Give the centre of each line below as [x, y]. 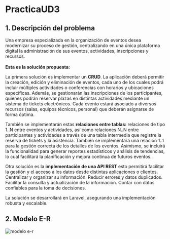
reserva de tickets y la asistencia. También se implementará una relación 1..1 [84, 141]
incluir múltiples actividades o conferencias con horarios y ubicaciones [79, 88]
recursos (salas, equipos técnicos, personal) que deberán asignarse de [80, 109]
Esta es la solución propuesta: [38, 67]
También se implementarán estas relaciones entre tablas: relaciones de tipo [85, 124]
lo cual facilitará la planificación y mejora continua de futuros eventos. [78, 156]
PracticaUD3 [32, 9]
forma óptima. [20, 114]
